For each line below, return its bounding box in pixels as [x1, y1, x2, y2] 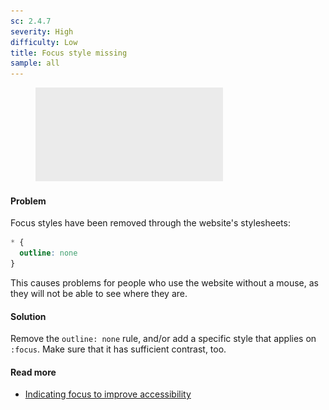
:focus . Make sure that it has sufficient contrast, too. [10, 343, 227, 355]
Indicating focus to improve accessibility [24, 388, 192, 400]
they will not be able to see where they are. [10, 287, 188, 299]
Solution [10, 310, 47, 322]
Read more [10, 366, 57, 378]
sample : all [10, 58, 60, 69]
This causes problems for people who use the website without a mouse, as [10, 276, 319, 289]
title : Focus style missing [10, 48, 128, 58]
